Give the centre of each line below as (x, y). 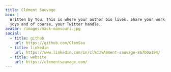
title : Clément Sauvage (31, 10)
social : (13, 33)
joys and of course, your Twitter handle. (55, 24)
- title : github (27, 39)
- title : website (28, 57)
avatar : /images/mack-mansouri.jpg (43, 29)
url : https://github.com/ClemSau (50, 43)
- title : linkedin (30, 48)
